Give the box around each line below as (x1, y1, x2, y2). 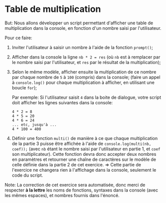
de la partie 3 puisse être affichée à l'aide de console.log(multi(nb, (11, 140, 152, 146)
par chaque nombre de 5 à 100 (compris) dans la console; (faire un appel (11, 74, 161, 80)
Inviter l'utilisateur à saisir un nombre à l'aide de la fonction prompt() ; (11, 44, 153, 50)
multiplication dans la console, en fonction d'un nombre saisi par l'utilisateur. (4, 25, 162, 31)
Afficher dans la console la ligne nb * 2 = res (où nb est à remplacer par (11, 54, 161, 60)
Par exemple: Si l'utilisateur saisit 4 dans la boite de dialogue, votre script (11, 94, 162, 100)
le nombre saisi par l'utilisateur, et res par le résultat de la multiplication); (11, 59, 161, 65)
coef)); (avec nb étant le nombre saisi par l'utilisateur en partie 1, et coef (11, 145, 161, 152)
